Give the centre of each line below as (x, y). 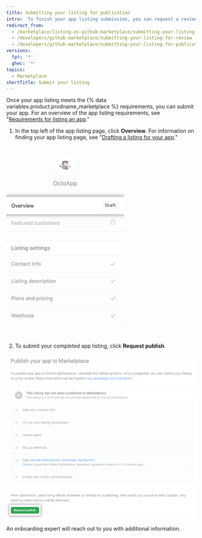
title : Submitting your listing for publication (68, 13)
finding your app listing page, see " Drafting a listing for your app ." (96, 138)
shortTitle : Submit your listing (48, 82)
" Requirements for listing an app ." (48, 119)
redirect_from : (25, 25)
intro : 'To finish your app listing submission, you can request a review (102, 19)
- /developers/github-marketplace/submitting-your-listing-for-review (102, 38)
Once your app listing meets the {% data (57, 100)
